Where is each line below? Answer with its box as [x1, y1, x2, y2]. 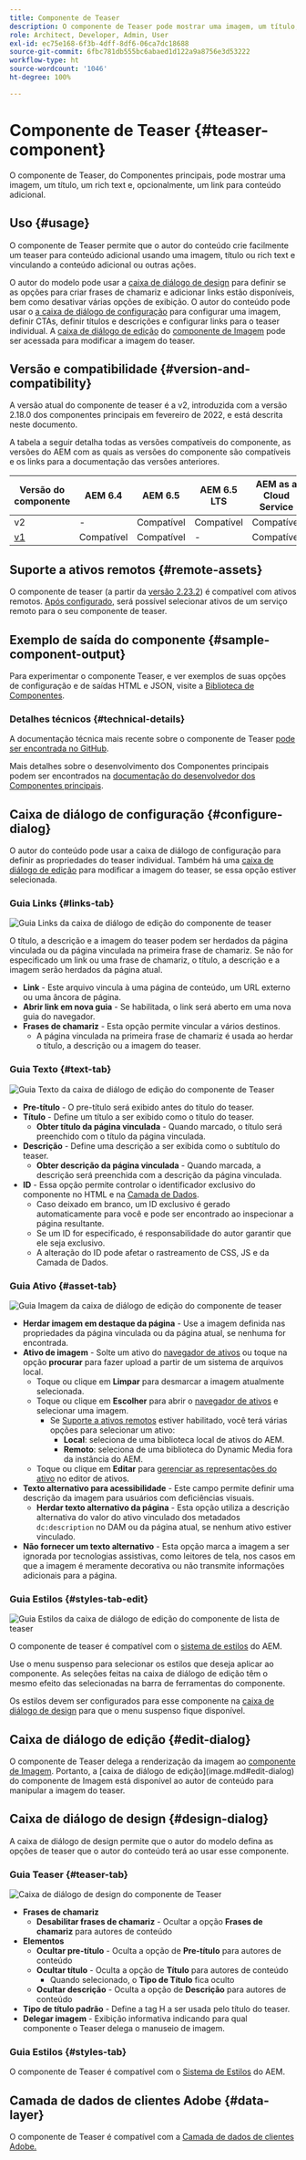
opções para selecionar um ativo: [49, 1424, 176, 1435]
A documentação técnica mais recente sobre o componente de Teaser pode [9, 734, 296, 745]
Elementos [22, 1936, 65, 1946]
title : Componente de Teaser [9, 13, 120, 23]
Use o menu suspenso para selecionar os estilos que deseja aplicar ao [9, 1658, 275, 1670]
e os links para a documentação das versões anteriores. [9, 456, 220, 467]
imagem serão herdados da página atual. [9, 965, 163, 976]
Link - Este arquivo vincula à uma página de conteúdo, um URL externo [22, 982, 291, 993]
